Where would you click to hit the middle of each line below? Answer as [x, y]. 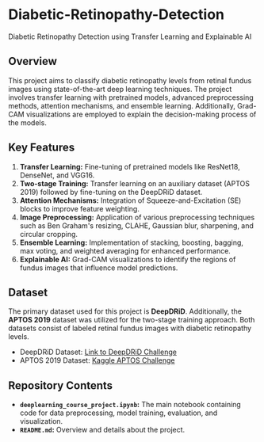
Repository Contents [61, 385]
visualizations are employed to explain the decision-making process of [142, 114]
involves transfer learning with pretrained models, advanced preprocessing [131, 97]
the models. [28, 122]
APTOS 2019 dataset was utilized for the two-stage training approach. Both [132, 320]
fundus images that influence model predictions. [99, 268]
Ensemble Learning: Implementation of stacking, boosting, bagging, [132, 242]
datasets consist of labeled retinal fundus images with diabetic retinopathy [130, 328]
